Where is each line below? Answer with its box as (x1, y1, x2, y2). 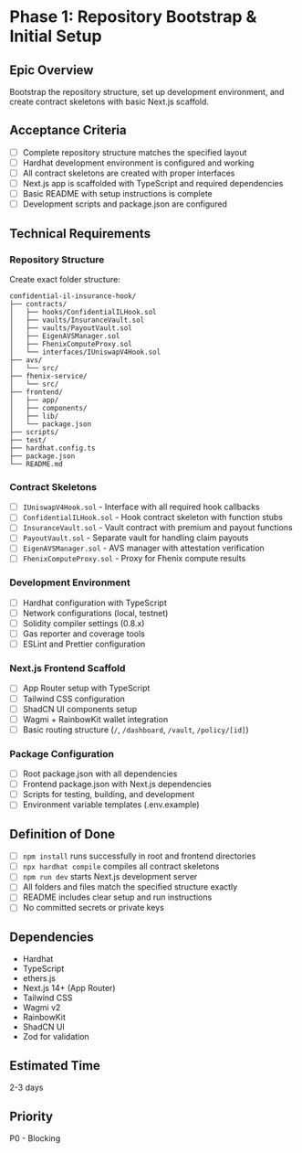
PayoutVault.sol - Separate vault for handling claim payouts (22, 532, 249, 543)
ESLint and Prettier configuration (22, 638, 146, 650)
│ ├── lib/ (9, 411, 59, 421)
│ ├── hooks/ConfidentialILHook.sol (9, 307, 157, 316)
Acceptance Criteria (9, 123, 127, 138)
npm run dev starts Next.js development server (22, 871, 198, 882)
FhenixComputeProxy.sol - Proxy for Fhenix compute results (22, 553, 246, 564)
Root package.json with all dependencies (22, 768, 178, 779)
